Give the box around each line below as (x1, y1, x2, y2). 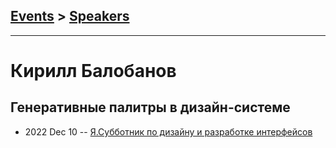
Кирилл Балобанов (10, 60, 177, 82)
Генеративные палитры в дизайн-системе (10, 99, 291, 116)
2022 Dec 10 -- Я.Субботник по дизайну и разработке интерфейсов (24, 125, 313, 138)
